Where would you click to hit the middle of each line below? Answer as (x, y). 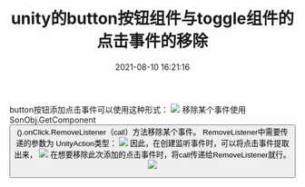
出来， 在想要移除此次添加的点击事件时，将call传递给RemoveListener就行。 (152, 155)
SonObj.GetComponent (53, 120)
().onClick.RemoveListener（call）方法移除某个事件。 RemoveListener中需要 (149, 132)
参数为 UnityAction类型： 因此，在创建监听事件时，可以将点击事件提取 (160, 143)
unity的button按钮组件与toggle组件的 (152, 19)
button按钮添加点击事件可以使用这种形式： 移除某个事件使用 (128, 109)
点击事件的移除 (152, 41)
